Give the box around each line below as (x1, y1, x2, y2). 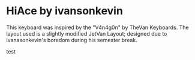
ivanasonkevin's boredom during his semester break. (6, 36, 137, 43)
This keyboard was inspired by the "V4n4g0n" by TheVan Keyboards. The (6, 24, 189, 31)
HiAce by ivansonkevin (6, 4, 123, 18)
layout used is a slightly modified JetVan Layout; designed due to (6, 30, 167, 37)
